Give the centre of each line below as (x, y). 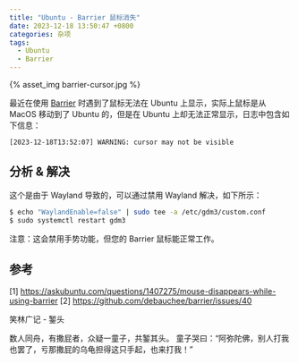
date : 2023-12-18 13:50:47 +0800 (72, 26)
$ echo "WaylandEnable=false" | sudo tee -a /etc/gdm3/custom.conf (138, 212)
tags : (19, 42)
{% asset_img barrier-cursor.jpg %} (75, 84)
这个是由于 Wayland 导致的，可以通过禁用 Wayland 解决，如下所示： (136, 195)
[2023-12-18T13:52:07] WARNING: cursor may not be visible (122, 142)
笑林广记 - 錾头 (37, 319)
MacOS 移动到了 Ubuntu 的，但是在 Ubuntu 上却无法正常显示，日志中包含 (145, 114)
